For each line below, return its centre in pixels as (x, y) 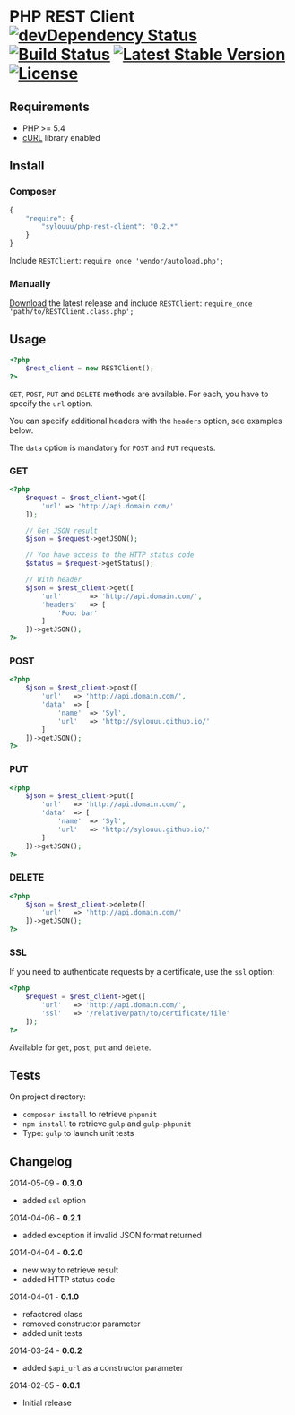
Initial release (47, 1403)
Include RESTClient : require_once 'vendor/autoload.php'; (117, 261)
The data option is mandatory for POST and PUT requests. (113, 447)
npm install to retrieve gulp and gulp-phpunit (107, 1124)
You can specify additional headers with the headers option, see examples (146, 421)
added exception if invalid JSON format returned (112, 1236)
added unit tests (52, 1333)
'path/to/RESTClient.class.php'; (72, 312)
